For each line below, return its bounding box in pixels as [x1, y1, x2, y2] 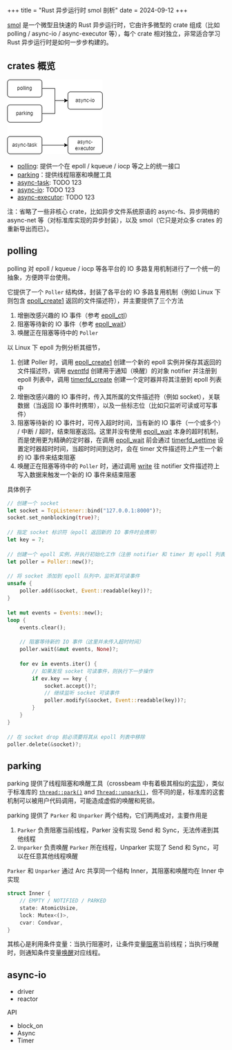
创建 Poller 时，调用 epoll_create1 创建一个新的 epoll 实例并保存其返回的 [17, 357, 222, 366]
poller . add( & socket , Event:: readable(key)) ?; [19, 587, 153, 594]
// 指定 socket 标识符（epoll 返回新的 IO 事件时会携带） [7, 529, 160, 536]
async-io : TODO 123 [17, 186, 75, 194]
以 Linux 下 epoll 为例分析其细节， [7, 343, 104, 351]
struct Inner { [7, 890, 51, 897]
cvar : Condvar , [19, 919, 64, 926]
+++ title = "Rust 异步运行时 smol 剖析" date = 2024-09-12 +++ [7, 6, 188, 14]
